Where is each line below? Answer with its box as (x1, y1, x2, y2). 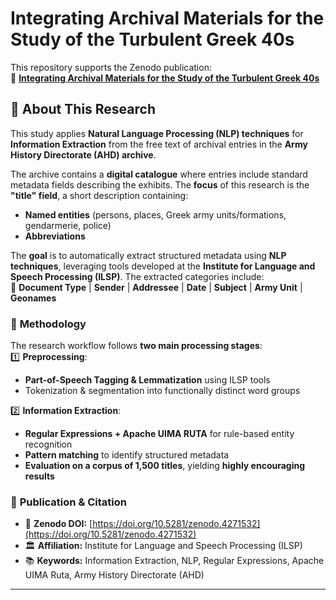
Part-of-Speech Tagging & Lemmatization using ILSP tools (24, 374, 271, 386)
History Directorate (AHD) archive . (10, 148, 157, 161)
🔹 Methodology (10, 317, 87, 331)
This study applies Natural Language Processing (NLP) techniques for (10, 127, 304, 139)
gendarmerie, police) (24, 219, 112, 231)
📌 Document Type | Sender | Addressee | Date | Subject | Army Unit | (10, 281, 303, 293)
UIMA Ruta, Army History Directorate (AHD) (24, 569, 205, 581)
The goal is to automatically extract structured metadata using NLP (10, 249, 287, 261)
